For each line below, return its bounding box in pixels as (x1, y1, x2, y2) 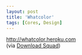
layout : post (6, 8, 39, 15)
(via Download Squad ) (6, 42, 61, 49)
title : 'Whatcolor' (6, 14, 55, 20)
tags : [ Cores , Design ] (6, 20, 62, 25)
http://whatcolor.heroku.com (6, 36, 76, 43)
